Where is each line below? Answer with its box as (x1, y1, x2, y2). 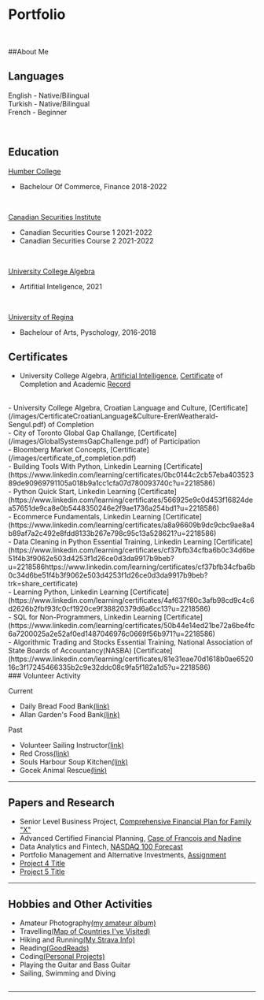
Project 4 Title (19, 859, 65, 868)
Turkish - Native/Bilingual (8, 99, 90, 108)
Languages (8, 69, 64, 84)
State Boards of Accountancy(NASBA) (8, 646, 132, 656)
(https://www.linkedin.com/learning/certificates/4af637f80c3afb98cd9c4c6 (8, 596, 255, 605)
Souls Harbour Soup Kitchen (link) (19, 757, 128, 767)
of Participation (150, 437, 200, 446)
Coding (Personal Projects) (19, 952, 105, 961)
